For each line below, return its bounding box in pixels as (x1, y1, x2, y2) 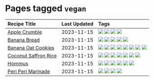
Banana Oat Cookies (7, 44, 55, 51)
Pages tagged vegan (5, 3, 87, 14)
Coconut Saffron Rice (7, 52, 57, 59)
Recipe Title (7, 20, 36, 27)
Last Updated (61, 20, 94, 27)
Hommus (7, 60, 28, 67)
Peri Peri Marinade (7, 68, 50, 75)
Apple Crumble (7, 29, 43, 35)
